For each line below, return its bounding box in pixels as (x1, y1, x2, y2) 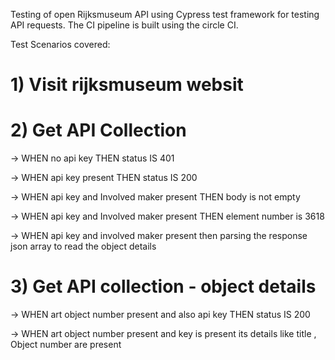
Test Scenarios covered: (10, 39, 111, 50)
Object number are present (10, 339, 122, 351)
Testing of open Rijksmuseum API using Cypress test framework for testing (10, 9, 320, 20)
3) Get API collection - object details (10, 275, 317, 298)
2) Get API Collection (10, 119, 187, 142)
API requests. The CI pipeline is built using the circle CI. (10, 19, 239, 31)
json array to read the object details (10, 240, 157, 253)
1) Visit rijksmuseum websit (10, 74, 244, 96)
